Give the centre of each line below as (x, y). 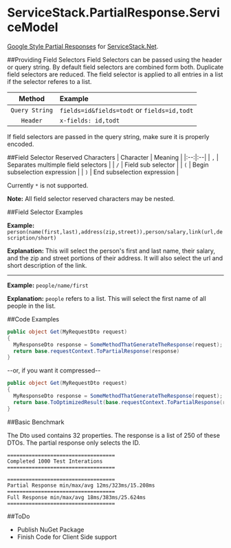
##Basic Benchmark (36, 422)
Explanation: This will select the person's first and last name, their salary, (111, 251)
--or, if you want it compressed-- (54, 370)
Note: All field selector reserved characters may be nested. (91, 198)
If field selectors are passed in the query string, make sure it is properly (108, 136)
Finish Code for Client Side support (67, 537)
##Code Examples (33, 319)
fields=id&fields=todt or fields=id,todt (126, 110)
